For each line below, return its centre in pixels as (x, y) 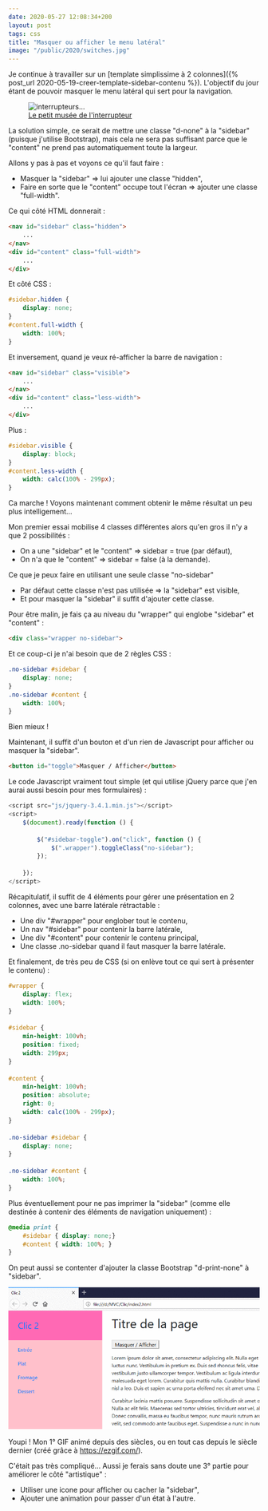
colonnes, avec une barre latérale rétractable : (84, 905)
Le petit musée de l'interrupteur (80, 115)
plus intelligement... (41, 512)
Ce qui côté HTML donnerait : (57, 211)
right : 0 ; (39, 1104)
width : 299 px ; (46, 1053)
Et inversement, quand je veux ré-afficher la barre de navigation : (115, 357)
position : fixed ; (51, 1045)
